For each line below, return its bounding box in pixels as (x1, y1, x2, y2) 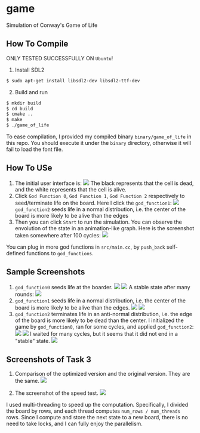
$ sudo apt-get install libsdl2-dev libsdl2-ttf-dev (6, 78, 140, 83)
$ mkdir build (6, 100, 42, 106)
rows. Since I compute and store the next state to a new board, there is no (6, 414, 188, 421)
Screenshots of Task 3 (6, 354, 91, 365)
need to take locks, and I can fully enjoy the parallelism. (6, 420, 143, 428)
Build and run (14, 88, 48, 95)
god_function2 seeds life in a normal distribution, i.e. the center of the (14, 205, 186, 213)
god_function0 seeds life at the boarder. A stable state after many (14, 283, 190, 290)
